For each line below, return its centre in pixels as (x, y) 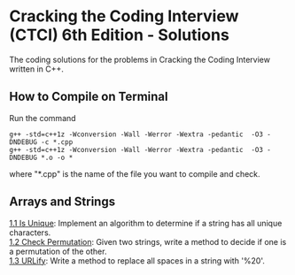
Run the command (43, 118)
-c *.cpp (57, 142)
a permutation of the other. (58, 251)
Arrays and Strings (62, 202)
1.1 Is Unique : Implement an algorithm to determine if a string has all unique (146, 223)
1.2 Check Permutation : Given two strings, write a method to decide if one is (148, 241)
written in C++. (37, 69)
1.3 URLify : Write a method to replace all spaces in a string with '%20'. (137, 260)
